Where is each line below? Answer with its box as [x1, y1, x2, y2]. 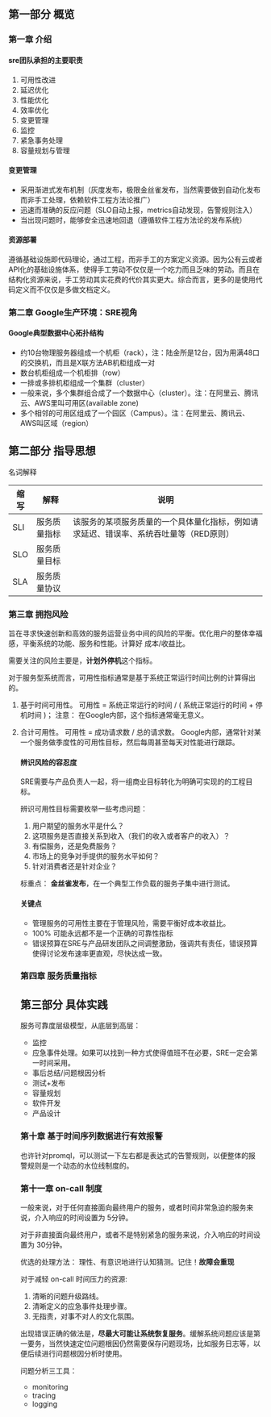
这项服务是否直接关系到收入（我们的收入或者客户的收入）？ [31, 831, 231, 841]
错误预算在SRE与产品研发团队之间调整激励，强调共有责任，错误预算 [31, 938, 258, 948]
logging [31, 1398, 58, 1409]
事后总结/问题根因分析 [31, 1068, 106, 1078]
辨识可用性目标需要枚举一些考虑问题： [19, 804, 148, 814]
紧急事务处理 [19, 135, 63, 145]
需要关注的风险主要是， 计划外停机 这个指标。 [8, 656, 157, 665]
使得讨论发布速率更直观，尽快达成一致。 [31, 948, 167, 958]
